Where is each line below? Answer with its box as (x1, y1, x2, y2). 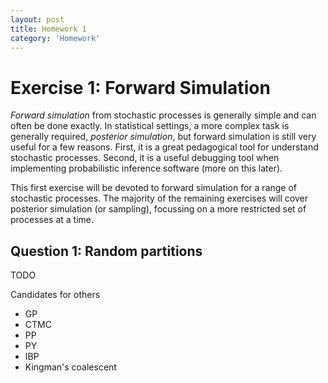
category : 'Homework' (10, 33, 101, 43)
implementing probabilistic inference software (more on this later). (10, 162, 283, 175)
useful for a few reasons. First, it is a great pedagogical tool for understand (10, 141, 319, 153)
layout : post (10, 14, 65, 25)
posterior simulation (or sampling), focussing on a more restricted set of (10, 203, 307, 215)
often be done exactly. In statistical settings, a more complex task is (10, 120, 290, 132)
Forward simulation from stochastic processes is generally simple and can (10, 109, 317, 121)
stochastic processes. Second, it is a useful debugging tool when (10, 152, 280, 164)
